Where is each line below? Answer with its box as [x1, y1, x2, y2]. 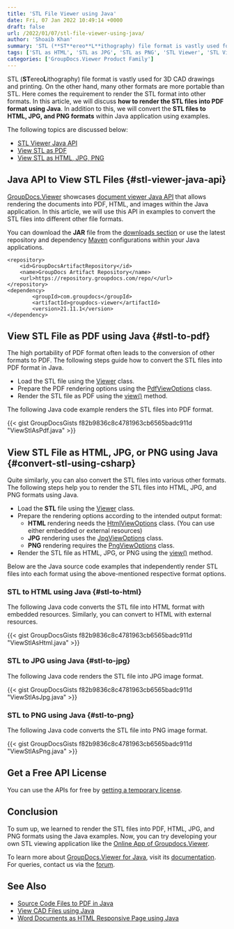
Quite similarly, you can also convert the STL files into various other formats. [7, 476, 226, 485]
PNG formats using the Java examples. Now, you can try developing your [7, 831, 217, 840]
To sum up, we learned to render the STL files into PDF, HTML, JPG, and [7, 824, 214, 833]
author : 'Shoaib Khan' [7, 36, 73, 43]
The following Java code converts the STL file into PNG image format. [7, 726, 208, 734]
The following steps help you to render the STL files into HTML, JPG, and [7, 483, 217, 492]
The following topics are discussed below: [7, 125, 129, 133]
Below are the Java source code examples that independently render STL [7, 562, 218, 571]
